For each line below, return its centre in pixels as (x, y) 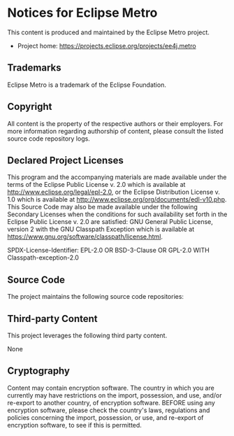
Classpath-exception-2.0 (43, 258)
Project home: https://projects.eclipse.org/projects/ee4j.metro (107, 45)
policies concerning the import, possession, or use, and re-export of (105, 417)
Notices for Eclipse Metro (82, 13)
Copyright (30, 107)
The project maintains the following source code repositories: (95, 297)
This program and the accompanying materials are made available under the (117, 177)
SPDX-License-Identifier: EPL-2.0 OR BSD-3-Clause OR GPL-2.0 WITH (108, 251)
